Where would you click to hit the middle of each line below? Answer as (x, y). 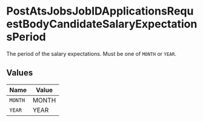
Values (20, 73)
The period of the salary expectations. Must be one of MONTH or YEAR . (92, 53)
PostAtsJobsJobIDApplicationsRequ (100, 11)
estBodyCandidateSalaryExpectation (102, 24)
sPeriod (26, 37)
